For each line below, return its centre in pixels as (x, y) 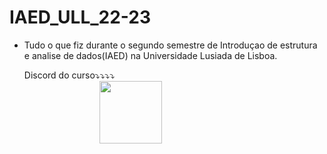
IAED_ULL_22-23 (80, 17)
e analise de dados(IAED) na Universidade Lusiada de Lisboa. (150, 55)
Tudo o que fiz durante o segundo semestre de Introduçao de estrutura (170, 45)
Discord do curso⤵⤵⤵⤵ (69, 75)
